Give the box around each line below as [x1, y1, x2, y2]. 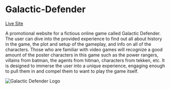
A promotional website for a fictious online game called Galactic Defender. [5, 30, 161, 36]
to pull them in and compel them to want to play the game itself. [5, 68, 138, 74]
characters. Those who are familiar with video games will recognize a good [5, 46, 163, 52]
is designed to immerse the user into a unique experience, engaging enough [5, 63, 165, 69]
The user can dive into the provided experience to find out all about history [5, 36, 162, 42]
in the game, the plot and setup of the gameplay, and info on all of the [5, 41, 152, 47]
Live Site [5, 20, 23, 26]
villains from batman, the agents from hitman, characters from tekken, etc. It [5, 57, 165, 63]
